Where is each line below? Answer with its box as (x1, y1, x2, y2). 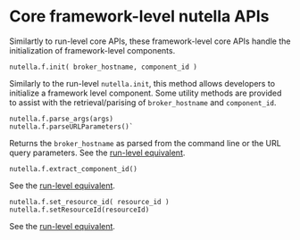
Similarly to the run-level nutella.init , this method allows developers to (9, 78, 275, 88)
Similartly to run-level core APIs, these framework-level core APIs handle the (9, 36, 291, 46)
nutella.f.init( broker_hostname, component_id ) (9, 62, 198, 71)
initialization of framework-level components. (9, 45, 176, 55)
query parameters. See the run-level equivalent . (9, 147, 186, 158)
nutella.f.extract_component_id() (9, 164, 138, 173)
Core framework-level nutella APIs (9, 6, 270, 27)
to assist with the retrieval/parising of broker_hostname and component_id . (9, 96, 277, 108)
